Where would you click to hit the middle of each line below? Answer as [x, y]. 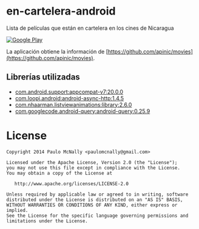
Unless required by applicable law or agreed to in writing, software [97, 194]
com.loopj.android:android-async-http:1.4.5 [69, 98]
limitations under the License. [47, 221]
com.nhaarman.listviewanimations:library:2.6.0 [73, 104]
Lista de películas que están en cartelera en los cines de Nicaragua [90, 28]
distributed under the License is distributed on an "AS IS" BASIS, [95, 200]
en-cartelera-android [61, 11]
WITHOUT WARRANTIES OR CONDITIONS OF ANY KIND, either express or [92, 205]
